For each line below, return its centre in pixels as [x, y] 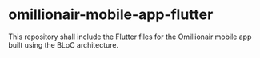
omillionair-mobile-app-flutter [111, 15]
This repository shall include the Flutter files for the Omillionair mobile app [130, 37]
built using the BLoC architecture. [64, 44]
